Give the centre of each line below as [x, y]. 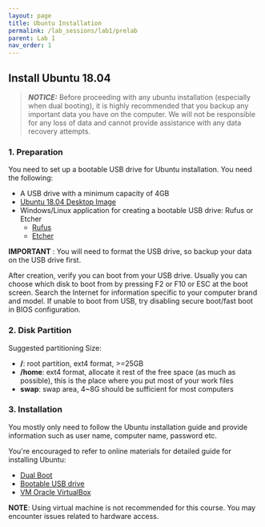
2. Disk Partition [40, 331]
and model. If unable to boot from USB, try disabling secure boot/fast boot [131, 301]
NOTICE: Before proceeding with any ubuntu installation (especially [139, 97]
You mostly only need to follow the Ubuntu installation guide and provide [128, 427]
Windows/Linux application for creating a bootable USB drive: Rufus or [137, 211]
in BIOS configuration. [45, 310]
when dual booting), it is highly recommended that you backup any [138, 106]
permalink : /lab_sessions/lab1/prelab [73, 30]
